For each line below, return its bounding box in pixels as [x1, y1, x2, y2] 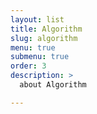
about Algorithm [19, 80, 87, 90]
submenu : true [10, 52, 70, 62]
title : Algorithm [10, 24, 83, 34]
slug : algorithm [10, 33, 78, 43]
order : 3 [10, 61, 47, 71]
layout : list [10, 14, 65, 25]
